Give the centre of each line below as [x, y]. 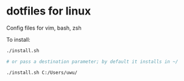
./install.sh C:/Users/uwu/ [42, 73]
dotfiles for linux [49, 11]
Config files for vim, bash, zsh [44, 28]
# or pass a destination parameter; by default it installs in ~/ [92, 62]
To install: [18, 39]
